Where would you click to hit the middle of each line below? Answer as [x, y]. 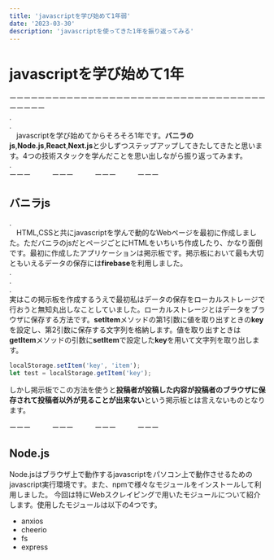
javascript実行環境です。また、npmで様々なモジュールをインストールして [132, 484]
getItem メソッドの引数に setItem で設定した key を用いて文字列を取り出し [131, 340]
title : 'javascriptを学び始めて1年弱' [70, 16]
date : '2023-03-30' [42, 24]
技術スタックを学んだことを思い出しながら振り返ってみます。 [144, 156]
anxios [32, 521]
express [34, 547]
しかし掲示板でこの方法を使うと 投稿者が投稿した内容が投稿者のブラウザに [134, 389]
